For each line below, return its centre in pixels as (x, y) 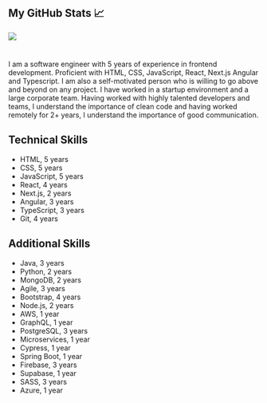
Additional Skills (49, 244)
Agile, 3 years (42, 288)
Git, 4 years (39, 219)
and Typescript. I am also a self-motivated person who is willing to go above (133, 81)
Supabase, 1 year (48, 373)
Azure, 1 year (41, 390)
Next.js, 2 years (45, 193)
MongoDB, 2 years (51, 280)
